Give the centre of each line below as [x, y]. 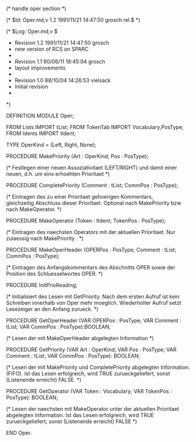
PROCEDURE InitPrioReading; [42, 285]
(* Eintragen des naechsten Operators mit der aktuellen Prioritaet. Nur [91, 232]
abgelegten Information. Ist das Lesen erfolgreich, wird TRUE [80, 415]
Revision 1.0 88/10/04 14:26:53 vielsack [62, 80]
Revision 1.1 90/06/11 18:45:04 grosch [60, 62]
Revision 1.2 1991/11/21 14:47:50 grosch [62, 43]
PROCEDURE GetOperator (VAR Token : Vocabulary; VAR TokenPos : [89, 391]
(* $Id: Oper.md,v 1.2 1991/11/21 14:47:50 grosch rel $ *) [73, 20]
